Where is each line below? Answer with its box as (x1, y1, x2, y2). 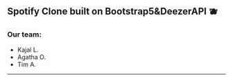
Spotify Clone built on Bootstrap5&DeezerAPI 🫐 (7, 6, 218, 17)
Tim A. (17, 60, 37, 68)
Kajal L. (17, 45, 39, 54)
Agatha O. (17, 52, 46, 61)
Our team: (7, 30, 42, 39)
